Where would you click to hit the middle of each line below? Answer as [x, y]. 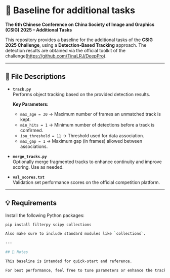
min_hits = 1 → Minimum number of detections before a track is [87, 125]
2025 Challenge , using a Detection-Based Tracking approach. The [76, 45]
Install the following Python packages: [45, 215]
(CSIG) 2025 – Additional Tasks [39, 29]
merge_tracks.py [30, 157]
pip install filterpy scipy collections [49, 225]
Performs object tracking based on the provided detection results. [81, 94]
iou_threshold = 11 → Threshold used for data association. [82, 135]
